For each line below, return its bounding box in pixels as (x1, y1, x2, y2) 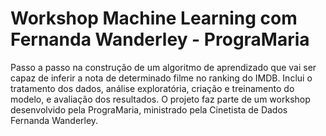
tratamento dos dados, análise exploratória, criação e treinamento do (10, 82, 295, 94)
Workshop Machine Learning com (10, 7, 298, 30)
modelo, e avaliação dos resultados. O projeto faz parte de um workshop (10, 93, 311, 105)
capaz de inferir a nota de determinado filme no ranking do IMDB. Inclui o (10, 72, 313, 84)
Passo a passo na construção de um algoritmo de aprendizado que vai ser (10, 61, 317, 73)
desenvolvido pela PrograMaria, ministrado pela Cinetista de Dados (10, 103, 288, 116)
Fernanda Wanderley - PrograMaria (10, 28, 310, 51)
